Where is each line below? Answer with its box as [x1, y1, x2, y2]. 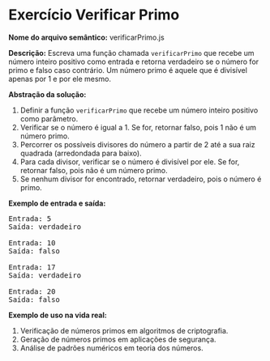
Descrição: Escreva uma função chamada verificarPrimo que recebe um [8, 48, 255, 57]
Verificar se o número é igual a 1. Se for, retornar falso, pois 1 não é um [19, 122, 257, 132]
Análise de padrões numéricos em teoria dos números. [19, 342, 204, 353]
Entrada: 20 [8, 287, 56, 296]
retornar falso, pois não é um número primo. [19, 165, 168, 175]
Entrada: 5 [8, 214, 52, 223]
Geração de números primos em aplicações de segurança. [19, 334, 216, 344]
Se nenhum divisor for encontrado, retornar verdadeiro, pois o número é [19, 174, 262, 184]
